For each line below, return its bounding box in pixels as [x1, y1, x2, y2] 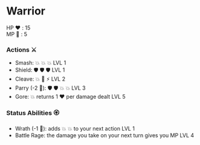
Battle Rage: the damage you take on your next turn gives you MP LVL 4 [15, 131, 195, 139]
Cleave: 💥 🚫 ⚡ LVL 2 [15, 75, 66, 82]
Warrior [6, 4, 45, 18]
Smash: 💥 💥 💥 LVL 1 [15, 59, 66, 67]
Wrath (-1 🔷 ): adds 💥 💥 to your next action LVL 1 [15, 125, 135, 132]
